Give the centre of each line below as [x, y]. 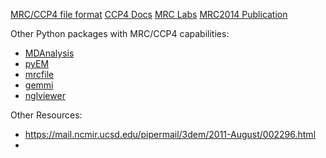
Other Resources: [46, 115]
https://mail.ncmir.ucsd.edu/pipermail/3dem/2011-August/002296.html [170, 134]
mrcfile [39, 74]
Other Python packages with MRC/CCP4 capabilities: [120, 33]
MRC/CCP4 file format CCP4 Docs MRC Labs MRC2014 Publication [149, 14]
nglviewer [45, 95]
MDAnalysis [49, 53]
